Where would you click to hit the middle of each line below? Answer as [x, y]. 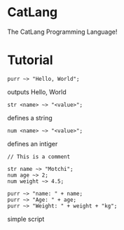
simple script [26, 219]
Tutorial [30, 60]
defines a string [30, 117]
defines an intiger [33, 143]
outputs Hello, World [37, 91]
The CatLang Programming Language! [62, 32]
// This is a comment [39, 156]
